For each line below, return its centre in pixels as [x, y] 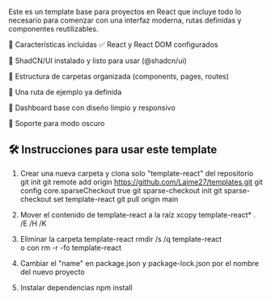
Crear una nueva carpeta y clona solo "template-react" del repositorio [137, 173]
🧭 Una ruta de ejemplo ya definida [65, 92]
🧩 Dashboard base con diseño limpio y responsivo [92, 108]
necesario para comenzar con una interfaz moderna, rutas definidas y [125, 20]
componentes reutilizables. [53, 29]
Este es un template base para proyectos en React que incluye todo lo [125, 12]
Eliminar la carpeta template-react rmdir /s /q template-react [121, 239]
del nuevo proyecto [52, 272]
